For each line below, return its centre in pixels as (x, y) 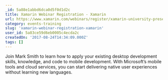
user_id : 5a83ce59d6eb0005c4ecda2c (42, 33)
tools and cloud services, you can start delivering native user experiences (81, 67)
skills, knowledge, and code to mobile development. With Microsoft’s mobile (83, 61)
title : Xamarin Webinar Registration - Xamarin (56, 14)
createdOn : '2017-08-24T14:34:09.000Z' (47, 38)
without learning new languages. (39, 72)
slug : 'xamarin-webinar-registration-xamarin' (54, 28)
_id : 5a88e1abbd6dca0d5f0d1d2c (38, 10)
